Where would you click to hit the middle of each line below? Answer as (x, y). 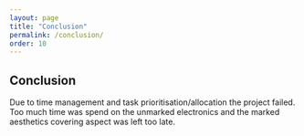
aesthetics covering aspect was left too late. (93, 122)
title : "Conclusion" (49, 26)
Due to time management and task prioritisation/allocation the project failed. (152, 102)
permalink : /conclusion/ (57, 35)
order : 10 (28, 43)
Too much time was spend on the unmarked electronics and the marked (145, 112)
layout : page (34, 18)
